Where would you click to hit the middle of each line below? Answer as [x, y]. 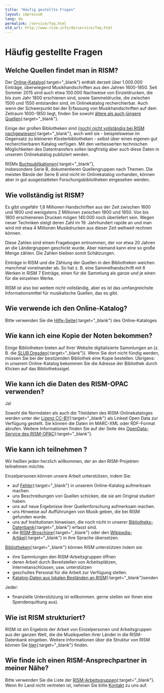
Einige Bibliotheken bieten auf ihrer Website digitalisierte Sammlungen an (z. [82, 348]
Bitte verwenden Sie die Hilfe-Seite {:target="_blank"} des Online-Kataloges [81, 320]
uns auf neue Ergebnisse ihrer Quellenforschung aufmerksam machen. [83, 507]
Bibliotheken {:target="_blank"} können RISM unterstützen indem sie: [74, 547]
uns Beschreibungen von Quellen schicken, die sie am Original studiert [83, 496]
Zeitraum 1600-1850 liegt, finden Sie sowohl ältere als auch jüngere [73, 114]
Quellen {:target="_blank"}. [32, 119]
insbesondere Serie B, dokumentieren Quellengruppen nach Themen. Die [79, 169]
